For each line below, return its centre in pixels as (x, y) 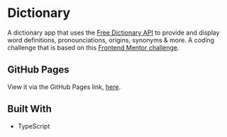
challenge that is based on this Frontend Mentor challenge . (93, 47)
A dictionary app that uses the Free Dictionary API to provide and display (113, 32)
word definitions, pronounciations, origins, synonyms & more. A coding (111, 40)
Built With (29, 109)
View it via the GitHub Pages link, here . (64, 87)
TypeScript (34, 126)
